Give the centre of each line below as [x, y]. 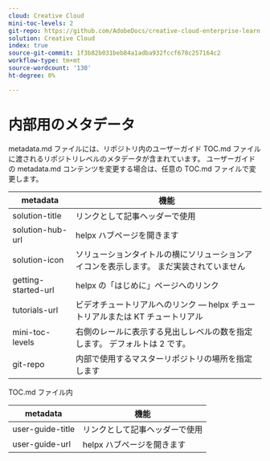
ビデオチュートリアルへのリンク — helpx [152, 304]
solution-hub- [40, 230]
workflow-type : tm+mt [45, 61]
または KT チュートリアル [155, 316]
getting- [29, 279]
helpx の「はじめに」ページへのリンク [147, 285]
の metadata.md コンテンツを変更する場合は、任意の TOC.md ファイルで [129, 169]
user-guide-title [43, 429]
